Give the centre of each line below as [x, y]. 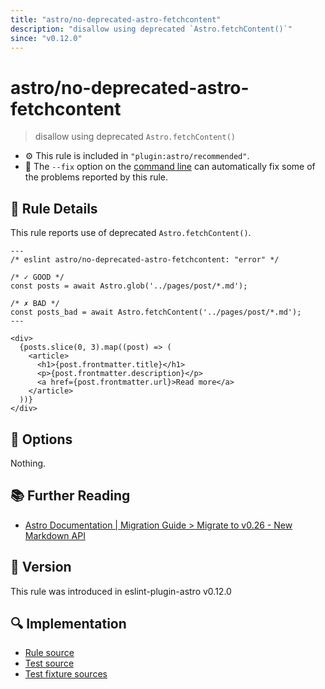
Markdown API [55, 535]
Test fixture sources [66, 674]
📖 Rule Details [54, 208]
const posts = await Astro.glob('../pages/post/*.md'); [129, 286]
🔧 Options [41, 439]
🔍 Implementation [68, 623]
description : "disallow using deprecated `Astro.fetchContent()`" [151, 29]
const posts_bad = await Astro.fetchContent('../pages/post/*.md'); [156, 312]
